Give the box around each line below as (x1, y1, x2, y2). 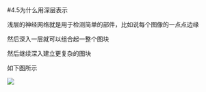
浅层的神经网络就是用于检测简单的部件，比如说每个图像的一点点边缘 (7, 20, 199, 29)
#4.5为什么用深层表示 (7, 6, 68, 14)
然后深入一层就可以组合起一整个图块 (7, 35, 110, 43)
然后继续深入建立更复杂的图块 (7, 50, 91, 57)
